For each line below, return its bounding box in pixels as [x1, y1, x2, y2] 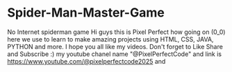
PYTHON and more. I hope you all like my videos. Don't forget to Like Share [7, 42, 224, 51]
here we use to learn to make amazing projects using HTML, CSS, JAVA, [7, 35, 214, 43]
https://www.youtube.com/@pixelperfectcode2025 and [7, 57, 166, 65]
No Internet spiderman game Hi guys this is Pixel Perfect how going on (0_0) [7, 28, 226, 36]
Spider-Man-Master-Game [7, 5, 165, 21]
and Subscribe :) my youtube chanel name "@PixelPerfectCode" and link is [7, 50, 222, 58]
